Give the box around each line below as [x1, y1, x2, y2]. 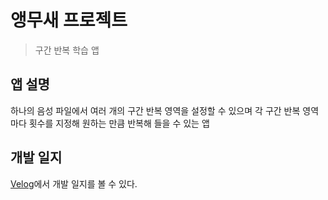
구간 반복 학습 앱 [34, 44, 100, 56]
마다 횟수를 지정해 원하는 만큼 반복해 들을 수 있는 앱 [10, 117, 210, 129]
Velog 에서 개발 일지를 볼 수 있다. [10, 177, 138, 190]
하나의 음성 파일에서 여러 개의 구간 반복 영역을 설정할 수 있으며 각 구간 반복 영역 [10, 104, 320, 116]
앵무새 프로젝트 [10, 9, 128, 32]
